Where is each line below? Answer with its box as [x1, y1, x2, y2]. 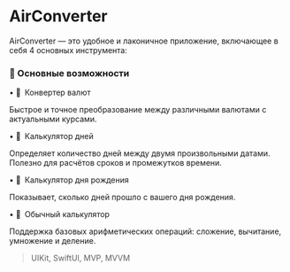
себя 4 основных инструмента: [9, 44, 128, 55]
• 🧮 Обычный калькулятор [9, 209, 111, 220]
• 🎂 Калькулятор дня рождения [9, 175, 130, 185]
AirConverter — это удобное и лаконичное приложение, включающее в [9, 35, 279, 46]
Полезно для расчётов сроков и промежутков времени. [9, 158, 223, 168]
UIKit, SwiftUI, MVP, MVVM [30, 253, 131, 263]
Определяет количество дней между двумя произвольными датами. [9, 148, 271, 159]
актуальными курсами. [9, 113, 97, 125]
